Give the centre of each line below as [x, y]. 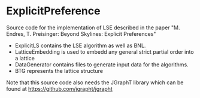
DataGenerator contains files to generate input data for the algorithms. [101, 65]
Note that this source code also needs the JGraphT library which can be [95, 82]
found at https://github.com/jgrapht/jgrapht [59, 88]
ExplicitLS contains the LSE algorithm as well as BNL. [80, 45]
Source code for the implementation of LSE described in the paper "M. [93, 27]
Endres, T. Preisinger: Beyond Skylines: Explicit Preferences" [81, 33]
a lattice [25, 58]
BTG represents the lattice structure [59, 71]
